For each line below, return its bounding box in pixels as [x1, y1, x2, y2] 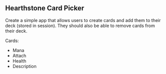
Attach [12, 52, 27, 58]
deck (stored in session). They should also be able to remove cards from [5, 22, 155, 28]
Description [12, 63, 37, 69]
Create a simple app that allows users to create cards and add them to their [5, 17, 161, 23]
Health [12, 57, 27, 64]
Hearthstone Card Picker [5, 4, 84, 12]
